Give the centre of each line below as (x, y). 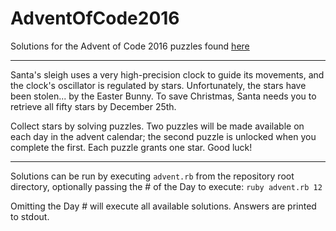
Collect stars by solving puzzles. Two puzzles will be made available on (157, 126)
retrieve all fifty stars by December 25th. (93, 106)
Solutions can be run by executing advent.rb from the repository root (152, 176)
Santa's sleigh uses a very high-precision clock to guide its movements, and (167, 74)
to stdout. (30, 216)
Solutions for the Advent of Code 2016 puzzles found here (130, 46)
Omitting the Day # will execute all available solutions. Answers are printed (163, 206)
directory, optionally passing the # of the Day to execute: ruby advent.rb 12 (166, 186)
